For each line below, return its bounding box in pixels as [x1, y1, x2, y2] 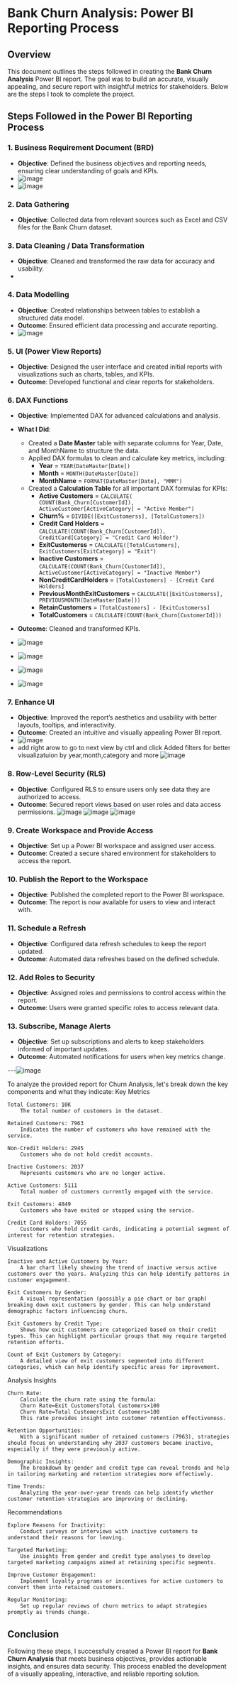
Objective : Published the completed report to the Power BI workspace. [17, 890, 225, 899]
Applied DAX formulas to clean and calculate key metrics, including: [28, 454, 227, 462]
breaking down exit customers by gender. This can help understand [7, 1301, 211, 1309]
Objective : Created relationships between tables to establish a [17, 305, 200, 314]
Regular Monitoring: [7, 1596, 69, 1603]
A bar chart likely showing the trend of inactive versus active [20, 1264, 217, 1272]
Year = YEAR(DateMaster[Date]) [38, 462, 131, 470]
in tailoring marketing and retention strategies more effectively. [7, 1470, 214, 1478]
